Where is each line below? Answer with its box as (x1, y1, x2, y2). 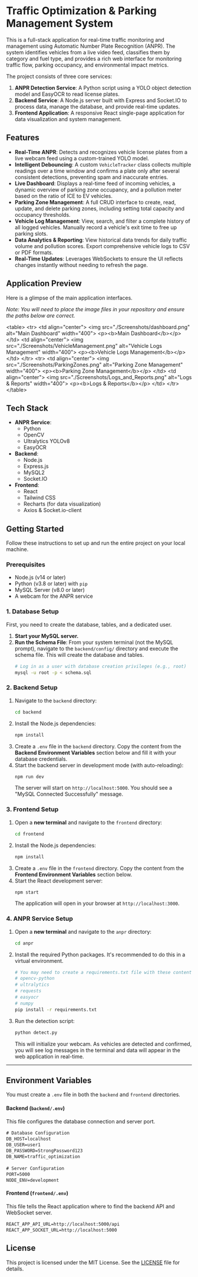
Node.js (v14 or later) (14, 574, 66, 581)
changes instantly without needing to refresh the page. (14, 261, 148, 268)
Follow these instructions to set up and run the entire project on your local (6, 539, 186, 547)
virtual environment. (14, 957, 64, 964)
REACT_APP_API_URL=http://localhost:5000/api (6, 1221, 120, 1227)
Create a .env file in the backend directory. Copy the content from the (14, 742, 181, 750)
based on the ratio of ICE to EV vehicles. (14, 192, 113, 199)
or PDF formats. (14, 249, 54, 256)
